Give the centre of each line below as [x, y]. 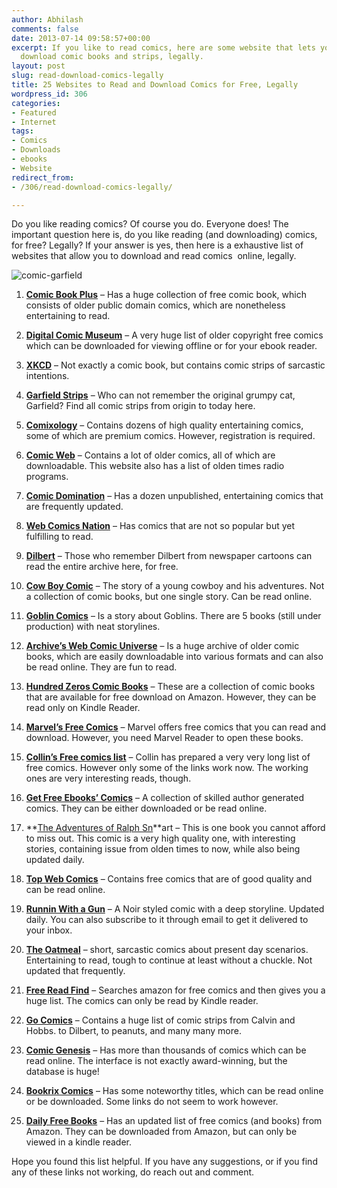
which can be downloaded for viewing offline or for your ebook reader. [171, 346]
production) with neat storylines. [93, 627]
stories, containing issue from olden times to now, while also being [163, 849]
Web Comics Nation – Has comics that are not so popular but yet [160, 526]
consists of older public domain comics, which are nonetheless [155, 305]
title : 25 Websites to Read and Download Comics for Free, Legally [155, 85]
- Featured [34, 112]
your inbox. [49, 930]
